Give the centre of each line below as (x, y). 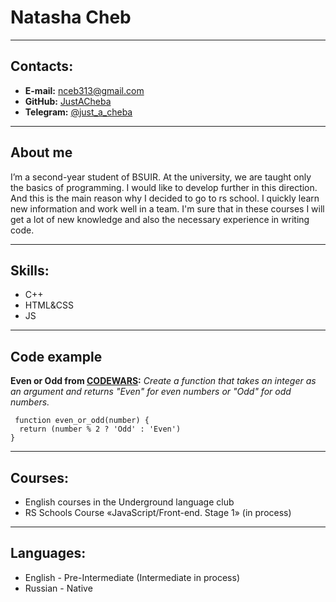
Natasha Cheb (71, 17)
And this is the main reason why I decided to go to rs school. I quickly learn (165, 198)
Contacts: (42, 66)
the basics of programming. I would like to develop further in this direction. (164, 187)
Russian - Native (58, 588)
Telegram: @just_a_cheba (78, 112)
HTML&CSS (49, 305)
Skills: (30, 270)
